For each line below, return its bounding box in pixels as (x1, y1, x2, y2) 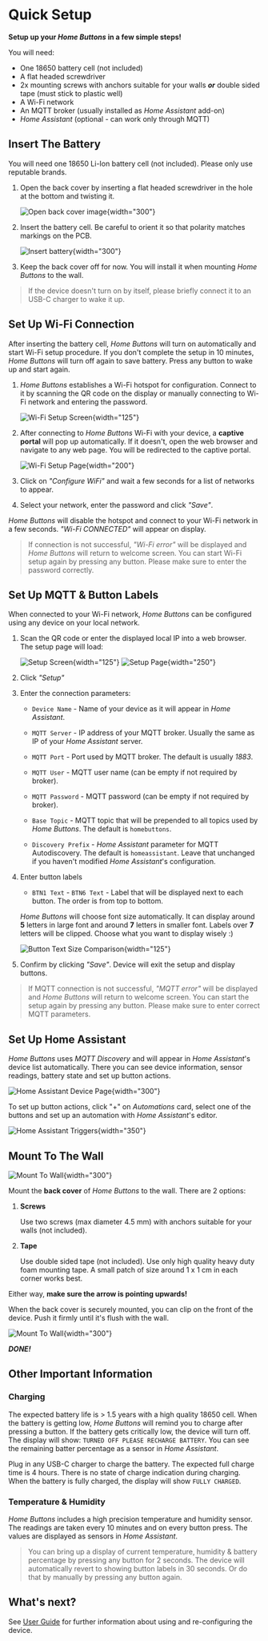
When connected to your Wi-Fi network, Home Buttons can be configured (8, 609, 252, 619)
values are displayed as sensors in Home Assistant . (8, 1531, 178, 1541)
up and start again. (8, 364, 70, 374)
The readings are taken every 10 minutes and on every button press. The (8, 1522, 248, 1532)
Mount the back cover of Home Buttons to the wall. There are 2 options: (8, 1186, 246, 1195)
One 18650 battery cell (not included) (19, 62, 143, 73)
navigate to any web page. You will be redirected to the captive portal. (19, 444, 251, 454)
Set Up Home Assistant (8, 1032, 126, 1046)
